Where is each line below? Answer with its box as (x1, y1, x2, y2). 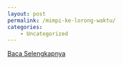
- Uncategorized (20, 30, 69, 37)
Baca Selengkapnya (7, 49, 66, 58)
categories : (7, 23, 43, 30)
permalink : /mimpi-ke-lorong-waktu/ (7, 17, 116, 24)
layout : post (7, 10, 46, 18)
